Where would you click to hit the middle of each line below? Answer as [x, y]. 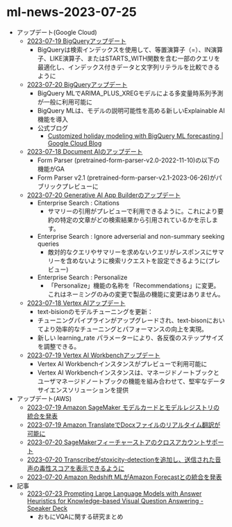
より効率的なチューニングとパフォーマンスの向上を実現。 [125, 329]
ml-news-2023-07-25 [72, 12]
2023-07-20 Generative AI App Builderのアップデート [104, 195]
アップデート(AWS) [44, 398]
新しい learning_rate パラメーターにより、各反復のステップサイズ [130, 338]
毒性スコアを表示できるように [82, 468]
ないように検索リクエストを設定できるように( [143, 260]
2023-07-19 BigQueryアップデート [76, 41]
